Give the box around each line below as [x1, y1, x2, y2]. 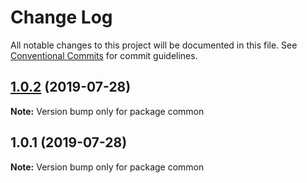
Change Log [10, 6, 113, 29]
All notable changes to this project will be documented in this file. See [10, 39, 298, 51]
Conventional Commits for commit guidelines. [10, 49, 198, 61]
